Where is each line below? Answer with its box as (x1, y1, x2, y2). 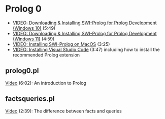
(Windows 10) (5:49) (12, 25, 56, 31)
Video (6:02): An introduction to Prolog (5, 80, 86, 86)
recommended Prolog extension (12, 51, 80, 58)
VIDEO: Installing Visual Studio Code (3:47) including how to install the (12, 46, 160, 52)
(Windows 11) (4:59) (12, 36, 55, 42)
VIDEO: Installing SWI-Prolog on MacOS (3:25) (12, 41, 110, 47)
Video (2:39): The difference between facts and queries (5, 108, 122, 114)
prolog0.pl (5, 67, 39, 75)
